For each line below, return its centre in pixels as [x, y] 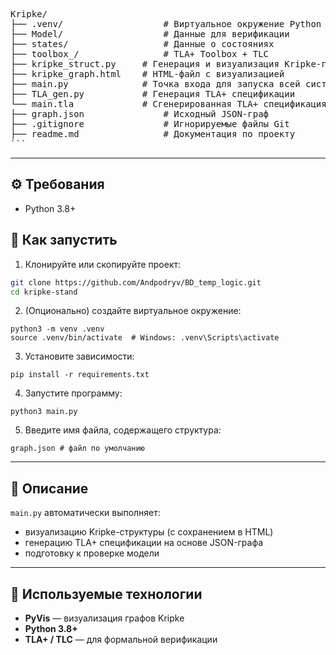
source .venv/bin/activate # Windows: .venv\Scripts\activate [145, 338]
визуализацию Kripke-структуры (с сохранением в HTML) [149, 532]
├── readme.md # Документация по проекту [153, 134]
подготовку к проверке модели [92, 553]
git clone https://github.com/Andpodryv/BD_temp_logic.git [136, 282]
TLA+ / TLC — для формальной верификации [121, 639]
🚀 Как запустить [64, 240]
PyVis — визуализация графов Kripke [104, 618]
